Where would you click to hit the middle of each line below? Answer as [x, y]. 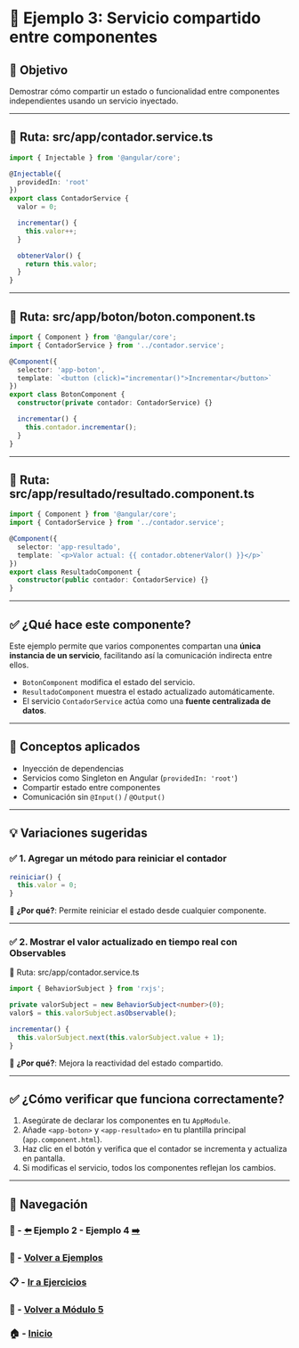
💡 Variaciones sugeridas [79, 833]
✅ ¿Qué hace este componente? [100, 624]
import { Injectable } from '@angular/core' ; [95, 158]
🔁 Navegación [48, 1204]
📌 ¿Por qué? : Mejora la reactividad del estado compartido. [117, 1063]
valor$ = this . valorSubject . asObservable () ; [93, 1013]
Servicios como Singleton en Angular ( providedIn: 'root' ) [130, 778]
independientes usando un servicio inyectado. [94, 101]
